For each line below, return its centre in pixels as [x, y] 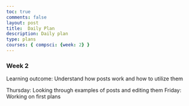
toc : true [19, 12]
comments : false [26, 17]
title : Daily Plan [31, 28]
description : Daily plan [37, 34]
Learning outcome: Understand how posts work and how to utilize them [95, 79]
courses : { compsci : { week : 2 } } [48, 45]
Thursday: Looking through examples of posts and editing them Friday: [94, 91]
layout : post [22, 23]
